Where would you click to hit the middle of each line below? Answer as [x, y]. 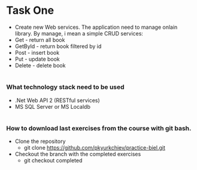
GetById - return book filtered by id [58, 46]
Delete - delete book [40, 65]
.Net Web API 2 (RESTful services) [57, 100]
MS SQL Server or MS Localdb [53, 106]
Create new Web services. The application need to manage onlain [96, 27]
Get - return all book [40, 40]
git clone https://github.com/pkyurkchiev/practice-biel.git [95, 148]
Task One [30, 11]
